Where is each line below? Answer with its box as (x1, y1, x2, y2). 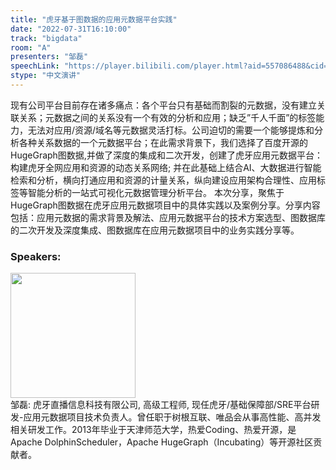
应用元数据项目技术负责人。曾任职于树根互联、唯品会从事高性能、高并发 (23, 411, 322, 423)
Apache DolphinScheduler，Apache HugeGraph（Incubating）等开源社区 (10, 436, 314, 448)
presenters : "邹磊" (10, 52, 89, 62)
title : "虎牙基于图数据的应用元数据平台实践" (10, 14, 178, 25)
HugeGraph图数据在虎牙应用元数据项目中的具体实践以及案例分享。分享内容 (10, 199, 321, 211)
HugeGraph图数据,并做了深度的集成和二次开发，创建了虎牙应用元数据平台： (10, 149, 323, 161)
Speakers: (10, 249, 62, 263)
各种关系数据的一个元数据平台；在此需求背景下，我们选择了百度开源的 (18, 136, 308, 148)
